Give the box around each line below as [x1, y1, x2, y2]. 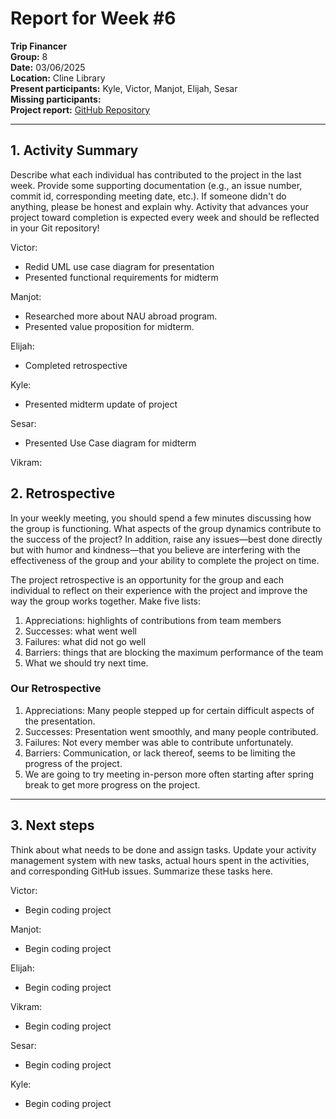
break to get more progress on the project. [24, 778, 201, 791]
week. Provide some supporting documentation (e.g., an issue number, [10, 179, 303, 191]
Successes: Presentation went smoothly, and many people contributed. [24, 725, 319, 737]
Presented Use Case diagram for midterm [24, 437, 197, 449]
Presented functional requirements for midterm [24, 271, 219, 283]
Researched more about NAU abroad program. [24, 310, 218, 322]
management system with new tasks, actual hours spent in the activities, [10, 854, 310, 866]
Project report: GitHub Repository [10, 103, 151, 116]
